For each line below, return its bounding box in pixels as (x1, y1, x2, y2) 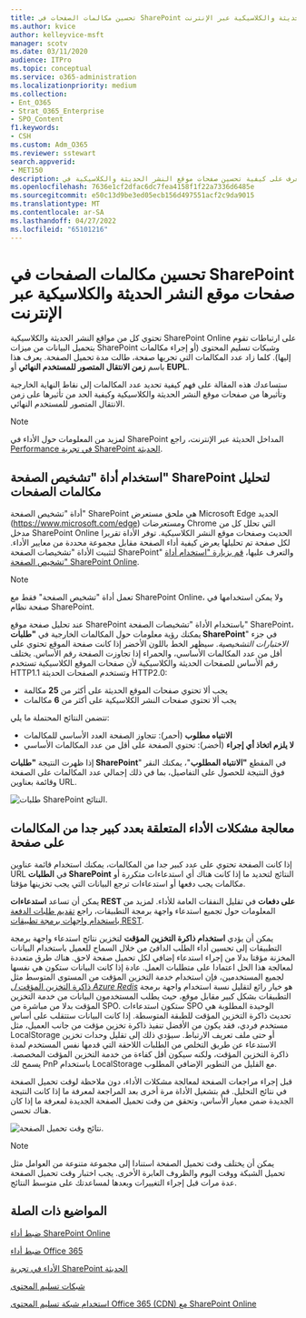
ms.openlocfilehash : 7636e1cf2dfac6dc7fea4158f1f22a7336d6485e (10, 183, 255, 192)
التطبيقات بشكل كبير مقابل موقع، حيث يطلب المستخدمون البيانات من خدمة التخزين (10, 991, 291, 1001)
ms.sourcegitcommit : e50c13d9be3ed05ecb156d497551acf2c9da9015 (10, 191, 255, 200)
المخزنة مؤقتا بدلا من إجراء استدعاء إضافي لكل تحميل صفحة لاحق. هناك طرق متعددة (10, 952, 296, 963)
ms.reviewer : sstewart (10, 148, 96, 157)
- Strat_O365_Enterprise (10, 106, 104, 116)
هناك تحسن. (10, 1105, 52, 1116)
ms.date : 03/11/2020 (10, 47, 89, 56)
